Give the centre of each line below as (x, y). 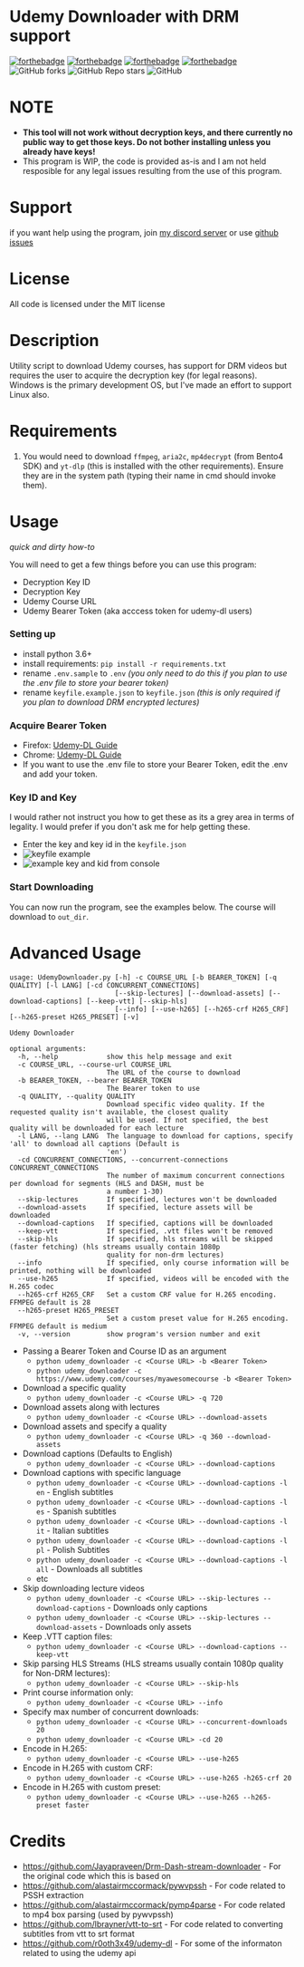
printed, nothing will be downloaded (81, 1270)
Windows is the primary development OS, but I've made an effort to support (151, 385)
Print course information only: (78, 1692)
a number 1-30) (135, 1191)
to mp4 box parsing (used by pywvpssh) (98, 1914)
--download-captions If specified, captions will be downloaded (145, 1223)
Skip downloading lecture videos (83, 1588)
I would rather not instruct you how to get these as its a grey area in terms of (152, 817)
